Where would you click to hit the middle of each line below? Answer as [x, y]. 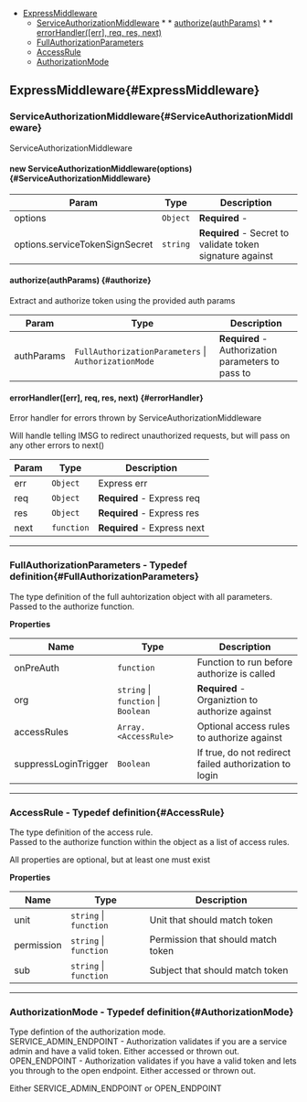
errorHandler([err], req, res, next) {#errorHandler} [106, 398]
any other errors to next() [57, 445]
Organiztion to [228, 700]
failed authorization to [243, 764]
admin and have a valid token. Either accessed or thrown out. [125, 1052]
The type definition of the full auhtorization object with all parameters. [141, 596]
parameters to [249, 362]
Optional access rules [243, 726]
